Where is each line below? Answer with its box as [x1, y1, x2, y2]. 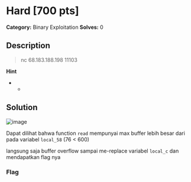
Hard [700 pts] [6, 4, 79, 18]
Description [6, 41, 50, 51]
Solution [6, 102, 38, 112]
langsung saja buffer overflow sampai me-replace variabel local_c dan [6, 147, 179, 154]
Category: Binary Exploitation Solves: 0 [6, 24, 103, 31]
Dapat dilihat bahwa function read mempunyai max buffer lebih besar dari [6, 130, 185, 137]
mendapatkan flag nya [6, 153, 61, 160]
